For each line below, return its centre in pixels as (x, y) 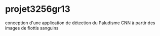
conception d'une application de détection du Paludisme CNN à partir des (80, 23)
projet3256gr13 (38, 9)
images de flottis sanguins (32, 28)
